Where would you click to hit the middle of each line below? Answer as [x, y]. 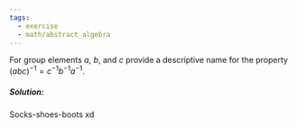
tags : [19, 18]
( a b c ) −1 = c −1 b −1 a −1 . [47, 70]
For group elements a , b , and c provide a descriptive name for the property [149, 60]
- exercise [38, 26]
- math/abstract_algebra [64, 34]
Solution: [27, 92]
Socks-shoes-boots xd [52, 114]
